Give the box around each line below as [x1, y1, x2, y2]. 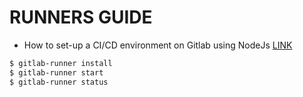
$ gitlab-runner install [9, 58, 113, 68]
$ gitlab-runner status [9, 77, 109, 87]
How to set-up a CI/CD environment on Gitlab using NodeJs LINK [23, 39, 293, 51]
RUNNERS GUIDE [9, 6, 153, 29]
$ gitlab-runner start [9, 67, 104, 78]
